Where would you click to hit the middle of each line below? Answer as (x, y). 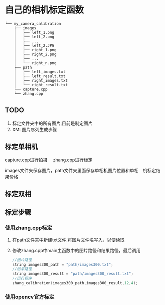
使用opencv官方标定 (30, 297)
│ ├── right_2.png (35, 54)
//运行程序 (22, 278)
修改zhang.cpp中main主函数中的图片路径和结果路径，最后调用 (76, 250)
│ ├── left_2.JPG (34, 45)
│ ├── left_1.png (34, 32)
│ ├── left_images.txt (40, 72)
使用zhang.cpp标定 (29, 228)
